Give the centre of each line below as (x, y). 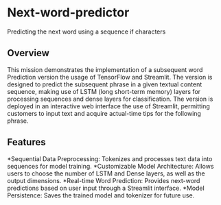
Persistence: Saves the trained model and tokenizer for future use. (101, 195)
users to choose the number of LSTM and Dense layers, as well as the (106, 173)
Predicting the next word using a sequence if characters (86, 32)
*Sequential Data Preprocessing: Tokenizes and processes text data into (110, 158)
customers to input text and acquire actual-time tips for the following (104, 113)
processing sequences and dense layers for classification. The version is (110, 99)
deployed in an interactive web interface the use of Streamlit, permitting (109, 106)
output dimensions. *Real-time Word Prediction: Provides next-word (104, 180)
